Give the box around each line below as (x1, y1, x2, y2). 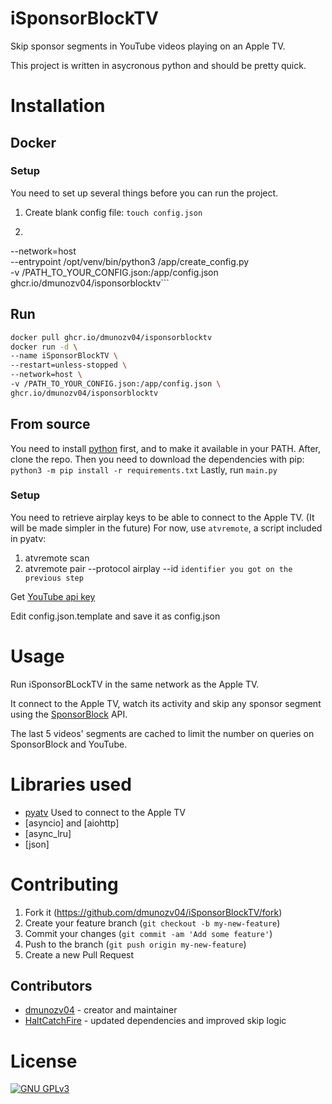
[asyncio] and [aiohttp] (24, 817, 120, 829)
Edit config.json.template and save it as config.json (10, 610, 221, 622)
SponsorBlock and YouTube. (10, 738, 128, 750)
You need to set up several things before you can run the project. (10, 187, 279, 199)
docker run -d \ (10, 342, 78, 352)
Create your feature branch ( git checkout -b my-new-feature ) (24, 917, 281, 929)
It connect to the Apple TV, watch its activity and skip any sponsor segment (10, 697, 322, 709)
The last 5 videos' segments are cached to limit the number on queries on (10, 727, 315, 739)
